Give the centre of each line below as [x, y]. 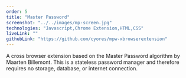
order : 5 [17, 12]
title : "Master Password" [38, 17]
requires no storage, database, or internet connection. [72, 68]
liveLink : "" [22, 34]
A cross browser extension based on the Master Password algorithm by [93, 56]
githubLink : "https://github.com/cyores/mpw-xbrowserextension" [87, 39]
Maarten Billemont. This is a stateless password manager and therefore [93, 62]
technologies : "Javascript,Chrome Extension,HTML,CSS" [75, 28]
